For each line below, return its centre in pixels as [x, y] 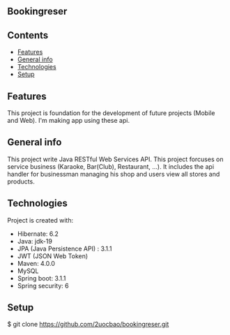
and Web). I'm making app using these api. [69, 121]
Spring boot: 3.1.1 [41, 278]
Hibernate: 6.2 [38, 234]
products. [21, 181]
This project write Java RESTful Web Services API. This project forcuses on [115, 159]
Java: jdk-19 [34, 241]
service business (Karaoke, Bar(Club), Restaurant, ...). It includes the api [111, 166]
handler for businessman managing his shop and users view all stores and [114, 174]
